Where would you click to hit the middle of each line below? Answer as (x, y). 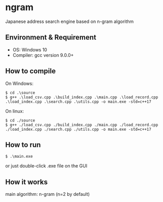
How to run (23, 145)
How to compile (31, 71)
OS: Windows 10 (30, 49)
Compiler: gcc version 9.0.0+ (43, 55)
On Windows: (19, 83)
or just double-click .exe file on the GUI (46, 166)
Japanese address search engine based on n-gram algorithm (70, 21)
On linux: (15, 111)
